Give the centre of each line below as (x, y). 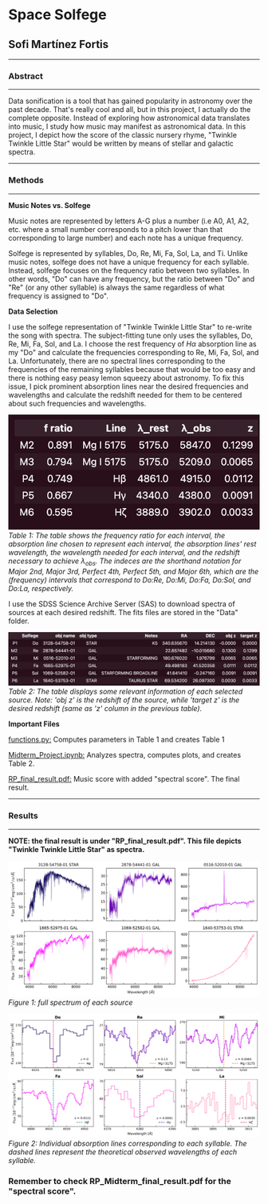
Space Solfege (57, 15)
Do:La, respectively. (41, 588)
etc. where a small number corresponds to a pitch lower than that (116, 229)
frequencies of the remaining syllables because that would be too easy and (132, 369)
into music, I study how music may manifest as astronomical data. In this (127, 126)
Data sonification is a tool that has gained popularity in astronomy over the (130, 101)
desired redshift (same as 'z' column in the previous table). (105, 709)
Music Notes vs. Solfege (49, 205)
